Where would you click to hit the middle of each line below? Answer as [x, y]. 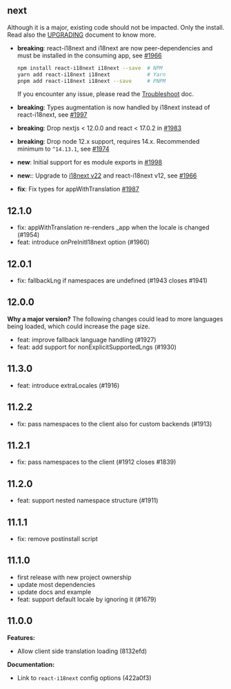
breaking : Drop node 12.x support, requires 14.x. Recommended [108, 142]
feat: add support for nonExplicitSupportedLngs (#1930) [97, 347]
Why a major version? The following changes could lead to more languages [115, 319]
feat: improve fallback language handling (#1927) [87, 339]
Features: [21, 637]
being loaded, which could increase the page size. [79, 326]
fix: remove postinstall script [57, 538]
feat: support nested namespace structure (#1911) [88, 500]
